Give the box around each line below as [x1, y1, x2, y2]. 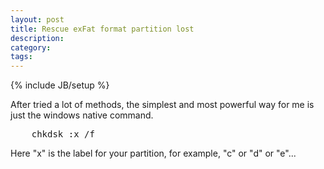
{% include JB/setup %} [10, 79, 110, 91]
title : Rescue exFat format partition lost [10, 24, 195, 34]
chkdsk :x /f [31, 129, 95, 140]
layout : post [10, 14, 65, 25]
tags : [10, 52, 33, 62]
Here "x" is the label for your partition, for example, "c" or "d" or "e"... [10, 147, 297, 160]
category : [10, 42, 52, 53]
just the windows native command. [10, 109, 154, 121]
